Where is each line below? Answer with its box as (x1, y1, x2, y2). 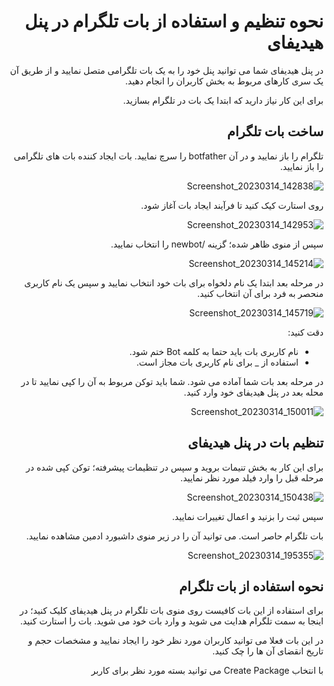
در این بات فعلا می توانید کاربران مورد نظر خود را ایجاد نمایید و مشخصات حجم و (27, 635, 324, 647)
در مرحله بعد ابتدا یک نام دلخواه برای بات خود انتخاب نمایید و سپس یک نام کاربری (24, 276, 324, 289)
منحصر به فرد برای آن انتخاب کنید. (197, 287, 324, 299)
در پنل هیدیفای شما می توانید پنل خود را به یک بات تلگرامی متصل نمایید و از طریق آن (9, 64, 324, 76)
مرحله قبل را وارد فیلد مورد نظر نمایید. (180, 471, 324, 484)
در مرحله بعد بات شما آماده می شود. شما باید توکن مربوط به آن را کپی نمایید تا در (21, 375, 324, 387)
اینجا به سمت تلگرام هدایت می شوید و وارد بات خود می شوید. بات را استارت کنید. (19, 615, 324, 627)
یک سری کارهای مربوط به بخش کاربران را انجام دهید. (124, 75, 324, 87)
